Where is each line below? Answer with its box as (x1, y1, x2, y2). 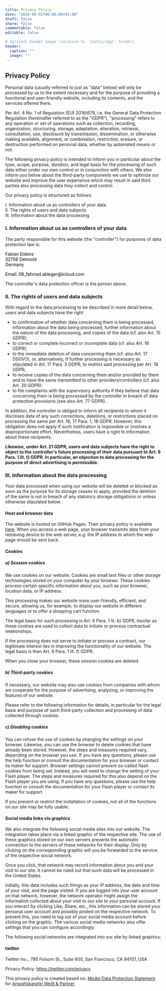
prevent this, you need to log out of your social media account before (5, 914, 147, 920)
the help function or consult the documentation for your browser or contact (5, 757, 159, 763)
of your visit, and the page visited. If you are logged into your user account (5, 887, 158, 893)
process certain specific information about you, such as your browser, (5, 583, 149, 589)
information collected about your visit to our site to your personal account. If (5, 898, 161, 904)
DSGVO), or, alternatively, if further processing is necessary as (12, 356, 141, 362)
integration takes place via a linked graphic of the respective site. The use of (5, 831, 162, 837)
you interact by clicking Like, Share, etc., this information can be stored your (5, 903, 161, 909)
